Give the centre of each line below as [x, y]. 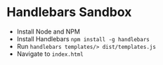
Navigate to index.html [50, 54]
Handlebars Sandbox [69, 12]
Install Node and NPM [48, 31]
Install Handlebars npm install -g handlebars [83, 38]
